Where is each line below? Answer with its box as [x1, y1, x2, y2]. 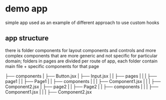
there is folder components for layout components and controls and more [5, 47, 156, 53]
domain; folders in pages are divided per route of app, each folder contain [5, 58, 157, 64]
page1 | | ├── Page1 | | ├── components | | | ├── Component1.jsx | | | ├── [5, 78, 161, 84]
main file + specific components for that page [5, 63, 99, 69]
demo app [5, 3, 48, 14]
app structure [5, 34, 49, 42]
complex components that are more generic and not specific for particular [5, 52, 158, 58]
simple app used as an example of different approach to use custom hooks [5, 19, 159, 25]
